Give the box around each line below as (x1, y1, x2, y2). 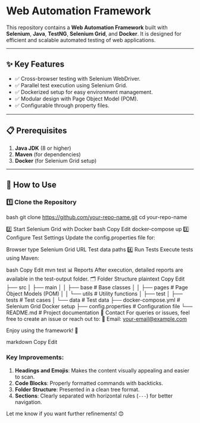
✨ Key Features (6, 59, 64, 70)
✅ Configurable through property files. (14, 102, 110, 109)
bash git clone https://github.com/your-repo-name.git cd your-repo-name (6, 214, 187, 221)
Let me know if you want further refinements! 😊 (6, 410, 124, 417)
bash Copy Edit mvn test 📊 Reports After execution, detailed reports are (6, 266, 183, 274)
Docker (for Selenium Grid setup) (14, 157, 97, 164)
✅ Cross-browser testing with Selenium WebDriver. (14, 75, 141, 82)
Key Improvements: (6, 353, 64, 362)
